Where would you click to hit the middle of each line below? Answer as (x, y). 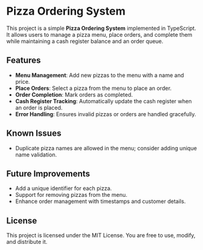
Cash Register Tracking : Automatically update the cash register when (103, 101)
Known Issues (34, 134)
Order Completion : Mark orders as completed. (74, 94)
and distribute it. (27, 242)
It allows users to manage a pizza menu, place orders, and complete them (99, 34)
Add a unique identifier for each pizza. (63, 188)
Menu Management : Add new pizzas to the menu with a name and (100, 75)
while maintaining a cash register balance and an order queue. (85, 41)
